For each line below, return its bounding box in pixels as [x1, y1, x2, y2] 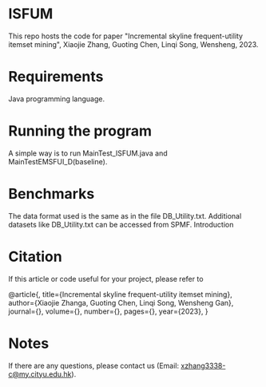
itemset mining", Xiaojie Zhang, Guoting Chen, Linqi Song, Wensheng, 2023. [8, 39, 259, 49]
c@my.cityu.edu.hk [8, 369, 72, 379]
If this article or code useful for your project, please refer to [8, 274, 204, 283]
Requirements [8, 68, 104, 86]
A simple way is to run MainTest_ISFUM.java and [8, 148, 168, 158]
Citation [8, 247, 62, 266]
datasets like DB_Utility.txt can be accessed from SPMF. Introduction [8, 219, 234, 229]
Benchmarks [8, 185, 95, 203]
